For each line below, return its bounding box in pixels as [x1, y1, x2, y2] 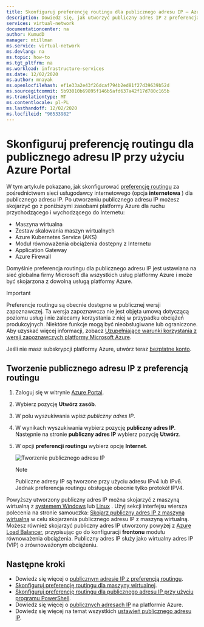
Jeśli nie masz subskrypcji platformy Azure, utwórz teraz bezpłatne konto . [6, 345, 192, 353]
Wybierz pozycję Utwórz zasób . [15, 401, 97, 408]
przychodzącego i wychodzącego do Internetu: [6, 209, 125, 216]
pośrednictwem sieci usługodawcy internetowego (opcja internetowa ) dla [6, 189, 193, 197]
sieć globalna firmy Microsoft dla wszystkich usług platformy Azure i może [6, 271, 192, 279]
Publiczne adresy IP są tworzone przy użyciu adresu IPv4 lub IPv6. [15, 478, 183, 485]
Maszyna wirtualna [15, 220, 63, 228]
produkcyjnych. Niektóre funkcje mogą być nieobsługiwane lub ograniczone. [6, 321, 198, 328]
